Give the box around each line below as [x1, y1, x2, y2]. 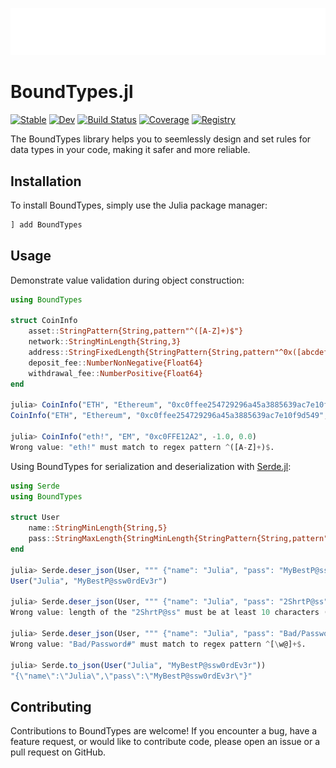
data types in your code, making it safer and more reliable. [10, 144, 251, 156]
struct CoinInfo [10, 316, 78, 326]
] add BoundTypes [10, 220, 83, 230]
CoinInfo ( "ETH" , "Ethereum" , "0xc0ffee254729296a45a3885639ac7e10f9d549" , [10, 411, 329, 421]
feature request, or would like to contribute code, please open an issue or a [10, 736, 321, 748]
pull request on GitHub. [10, 746, 106, 758]
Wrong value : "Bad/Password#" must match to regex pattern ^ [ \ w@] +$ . [10, 639, 307, 649]
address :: [28, 348, 70, 358]
